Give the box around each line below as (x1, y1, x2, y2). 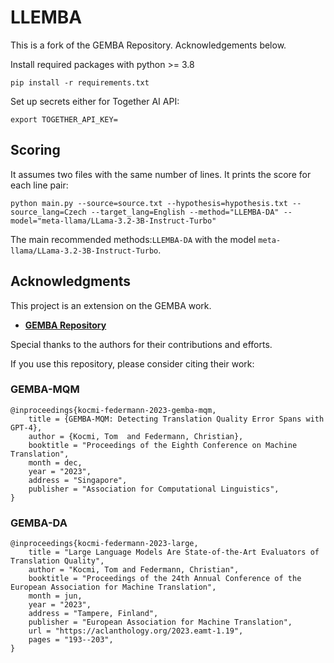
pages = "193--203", (28, 635, 114, 645)
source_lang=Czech (10, 207, 87, 217)
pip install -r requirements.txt (10, 77, 150, 88)
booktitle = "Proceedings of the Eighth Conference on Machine (28, 440, 298, 450)
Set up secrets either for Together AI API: (10, 95, 180, 107)
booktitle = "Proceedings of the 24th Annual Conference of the (28, 574, 302, 584)
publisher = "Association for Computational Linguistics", (28, 484, 280, 494)
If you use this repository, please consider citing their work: (10, 357, 255, 370)
